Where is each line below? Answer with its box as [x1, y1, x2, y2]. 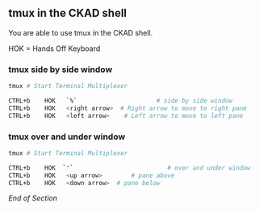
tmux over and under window [8, 131, 126, 142]
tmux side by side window [8, 64, 113, 75]
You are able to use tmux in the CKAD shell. [8, 27, 153, 37]
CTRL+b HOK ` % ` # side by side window [8, 96, 232, 104]
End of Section [8, 193, 58, 203]
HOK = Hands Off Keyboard [8, 44, 101, 53]
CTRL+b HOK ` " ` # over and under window [8, 163, 251, 172]
